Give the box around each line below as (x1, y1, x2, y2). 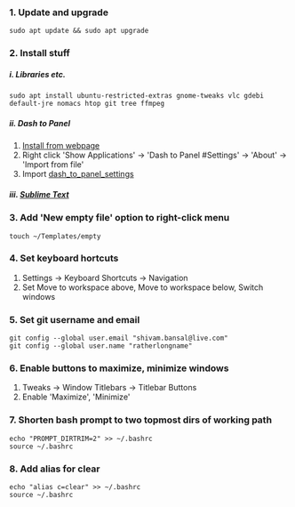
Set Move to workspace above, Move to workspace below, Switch (21, 282, 264, 293)
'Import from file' (21, 159, 84, 170)
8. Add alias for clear (9, 463, 100, 475)
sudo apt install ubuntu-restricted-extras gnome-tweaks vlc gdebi (9, 92, 265, 101)
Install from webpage (21, 141, 100, 151)
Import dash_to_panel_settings (21, 169, 135, 180)
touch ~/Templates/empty (9, 231, 101, 241)
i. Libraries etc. (9, 68, 67, 79)
